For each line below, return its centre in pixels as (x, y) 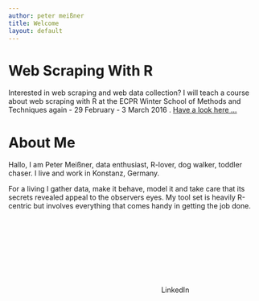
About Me (42, 142)
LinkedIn (175, 290)
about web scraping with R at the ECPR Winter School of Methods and (125, 101)
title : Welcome (34, 23)
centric (20, 206)
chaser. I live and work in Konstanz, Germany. (84, 173)
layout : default (35, 31)
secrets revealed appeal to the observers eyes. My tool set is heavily (122, 197)
